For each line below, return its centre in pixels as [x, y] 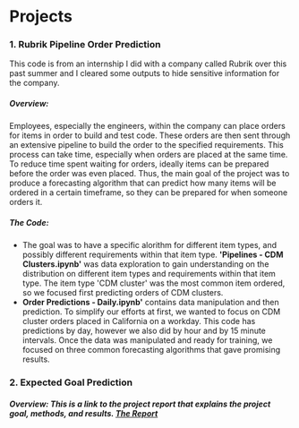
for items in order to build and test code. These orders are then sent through [150, 135]
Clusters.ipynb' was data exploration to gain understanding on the [145, 264]
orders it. [26, 202]
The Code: [29, 223]
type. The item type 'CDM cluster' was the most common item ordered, [154, 283]
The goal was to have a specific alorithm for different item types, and [149, 245]
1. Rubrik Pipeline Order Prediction [85, 45]
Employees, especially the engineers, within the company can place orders [148, 126]
